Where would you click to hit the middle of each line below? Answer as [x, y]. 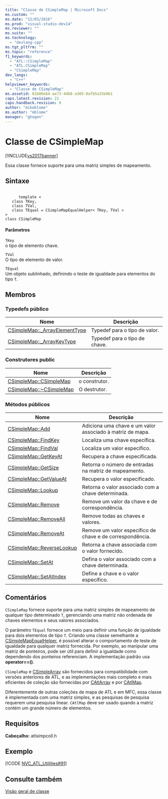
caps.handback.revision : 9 [33, 103]
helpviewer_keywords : [28, 84]
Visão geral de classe [27, 791]
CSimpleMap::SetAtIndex [37, 577]
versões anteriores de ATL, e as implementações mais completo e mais [78, 677]
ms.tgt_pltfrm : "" [24, 47]
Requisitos [22, 724]
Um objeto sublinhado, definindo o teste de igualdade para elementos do [80, 274]
